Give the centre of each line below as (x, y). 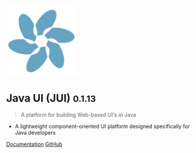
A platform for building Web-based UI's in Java (78, 114)
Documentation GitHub (34, 144)
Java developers (35, 132)
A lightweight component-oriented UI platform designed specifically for (102, 126)
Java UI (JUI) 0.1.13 (51, 99)
